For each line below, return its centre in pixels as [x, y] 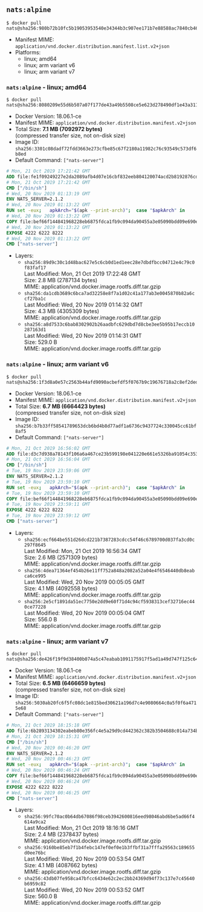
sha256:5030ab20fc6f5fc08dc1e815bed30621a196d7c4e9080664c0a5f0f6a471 [106, 703]
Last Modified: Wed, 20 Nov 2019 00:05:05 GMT [84, 582]
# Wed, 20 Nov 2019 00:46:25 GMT [48, 793]
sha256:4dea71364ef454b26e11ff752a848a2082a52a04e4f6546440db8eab [109, 571]
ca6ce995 [35, 576]
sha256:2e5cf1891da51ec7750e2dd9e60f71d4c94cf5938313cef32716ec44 [109, 601]
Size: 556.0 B [40, 619]
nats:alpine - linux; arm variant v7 [57, 641]
